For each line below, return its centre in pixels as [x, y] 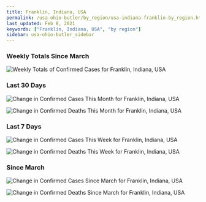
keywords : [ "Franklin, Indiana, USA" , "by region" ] [74, 29]
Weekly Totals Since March [48, 56]
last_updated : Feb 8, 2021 [41, 23]
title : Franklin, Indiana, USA [46, 12]
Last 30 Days [26, 85]
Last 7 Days [24, 126]
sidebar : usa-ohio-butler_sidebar [51, 35]
